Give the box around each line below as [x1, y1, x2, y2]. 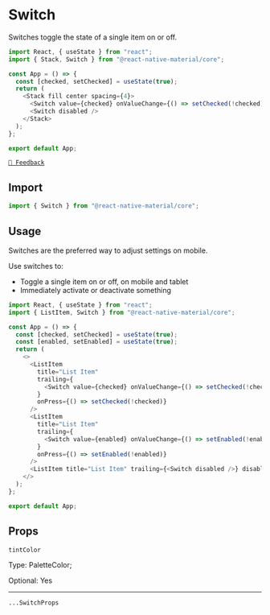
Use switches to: [8, 261, 64, 270]
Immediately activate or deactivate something [19, 285, 171, 295]
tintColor [8, 546, 42, 554]
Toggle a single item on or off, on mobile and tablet [19, 276, 189, 287]
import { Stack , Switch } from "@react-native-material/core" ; [8, 55, 225, 64]
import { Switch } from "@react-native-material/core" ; [8, 202, 199, 210]
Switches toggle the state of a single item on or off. [8, 32, 178, 42]
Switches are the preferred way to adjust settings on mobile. [8, 246, 208, 255]
